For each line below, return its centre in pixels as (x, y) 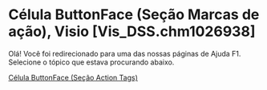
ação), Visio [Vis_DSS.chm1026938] (132, 31)
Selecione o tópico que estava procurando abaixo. (91, 62)
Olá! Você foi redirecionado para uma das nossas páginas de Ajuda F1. (125, 53)
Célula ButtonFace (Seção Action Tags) (73, 77)
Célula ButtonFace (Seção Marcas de (134, 15)
